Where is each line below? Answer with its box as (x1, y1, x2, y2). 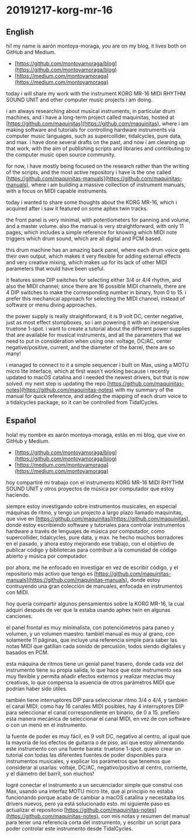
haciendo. (6, 491, 30, 498)
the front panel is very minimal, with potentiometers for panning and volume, (6, 216, 191, 223)
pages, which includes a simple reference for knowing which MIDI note (6, 229, 177, 236)
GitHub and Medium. (6, 49, 56, 56)
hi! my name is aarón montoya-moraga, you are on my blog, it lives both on (6, 42, 187, 49)
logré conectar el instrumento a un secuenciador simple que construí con (6, 781, 183, 788)
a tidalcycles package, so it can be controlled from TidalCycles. (6, 399, 159, 406)
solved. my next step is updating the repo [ (6, 380, 109, 387)
